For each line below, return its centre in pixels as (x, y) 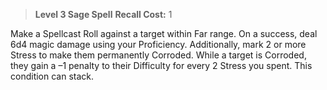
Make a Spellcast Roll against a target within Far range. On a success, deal (164, 33)
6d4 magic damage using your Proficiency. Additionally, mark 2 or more (158, 44)
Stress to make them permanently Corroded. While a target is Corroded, (158, 55)
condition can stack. (52, 76)
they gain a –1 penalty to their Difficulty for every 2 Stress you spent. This (161, 65)
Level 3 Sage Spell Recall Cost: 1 (103, 14)
